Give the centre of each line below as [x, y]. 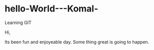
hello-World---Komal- [51, 9]
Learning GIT [18, 22]
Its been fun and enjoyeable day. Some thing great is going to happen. [77, 42]
